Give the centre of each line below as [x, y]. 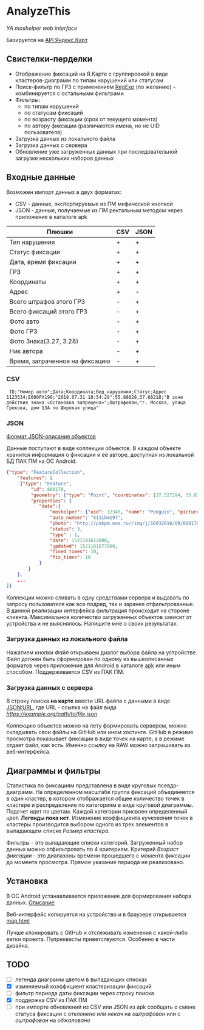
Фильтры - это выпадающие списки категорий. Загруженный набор [95, 842]
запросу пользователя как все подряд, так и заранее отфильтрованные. [100, 604]
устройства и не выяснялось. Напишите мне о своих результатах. [92, 623]
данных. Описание [30, 902]
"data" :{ [50, 506]
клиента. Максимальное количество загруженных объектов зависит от [99, 617]
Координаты [28, 282]
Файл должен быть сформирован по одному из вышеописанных [90, 659]
